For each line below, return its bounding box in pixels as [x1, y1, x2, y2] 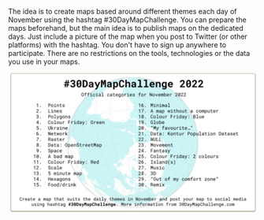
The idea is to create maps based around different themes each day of [8, 7, 237, 16]
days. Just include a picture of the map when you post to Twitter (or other [8, 32, 248, 41]
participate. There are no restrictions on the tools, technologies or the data [8, 49, 251, 58]
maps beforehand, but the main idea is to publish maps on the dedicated [8, 24, 244, 32]
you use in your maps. [8, 57, 80, 66]
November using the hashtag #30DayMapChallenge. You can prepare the [8, 15, 247, 24]
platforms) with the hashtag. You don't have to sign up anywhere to [8, 40, 227, 50]
